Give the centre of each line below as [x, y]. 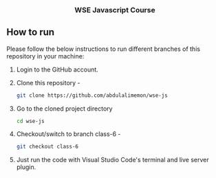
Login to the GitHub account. [57, 69]
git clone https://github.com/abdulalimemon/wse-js [92, 95]
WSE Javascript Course [115, 10]
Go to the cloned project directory [64, 109]
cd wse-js [31, 121]
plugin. [26, 167]
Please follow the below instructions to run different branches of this [104, 49]
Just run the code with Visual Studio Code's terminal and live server [112, 160]
